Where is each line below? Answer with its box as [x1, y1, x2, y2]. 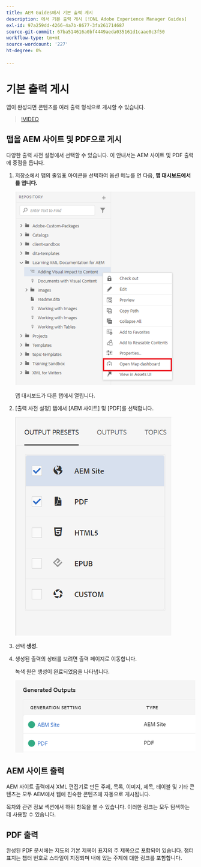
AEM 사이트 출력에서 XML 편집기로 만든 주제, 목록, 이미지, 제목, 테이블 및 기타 [6, 783, 188, 790]
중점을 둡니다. [12, 159, 45, 166]
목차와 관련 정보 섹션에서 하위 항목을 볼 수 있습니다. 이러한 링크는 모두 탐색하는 [6, 803, 190, 810]
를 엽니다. [14, 179, 38, 186]
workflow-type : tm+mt [6, 35, 61, 41]
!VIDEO [20, 115, 39, 122]
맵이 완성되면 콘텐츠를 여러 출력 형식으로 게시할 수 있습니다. [6, 103, 146, 110]
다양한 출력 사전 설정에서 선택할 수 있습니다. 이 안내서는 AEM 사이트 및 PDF [6, 151, 183, 158]
